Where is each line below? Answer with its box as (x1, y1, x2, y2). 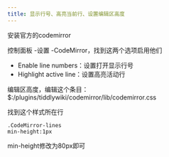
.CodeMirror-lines (7, 121, 62, 129)
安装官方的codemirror (7, 31, 71, 39)
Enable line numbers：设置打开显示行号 (17, 61, 133, 70)
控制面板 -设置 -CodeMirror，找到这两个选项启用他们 (7, 45, 163, 54)
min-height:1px (7, 128, 53, 135)
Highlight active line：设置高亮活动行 (17, 70, 126, 78)
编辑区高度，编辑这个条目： (7, 85, 89, 93)
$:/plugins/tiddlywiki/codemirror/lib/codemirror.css (7, 93, 157, 102)
